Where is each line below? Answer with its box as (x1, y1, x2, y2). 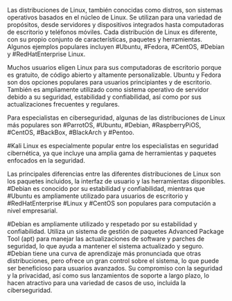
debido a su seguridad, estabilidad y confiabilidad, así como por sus (7, 93, 202, 101)
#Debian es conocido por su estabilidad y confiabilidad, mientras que (7, 185, 206, 192)
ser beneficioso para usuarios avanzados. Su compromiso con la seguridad (7, 264, 223, 272)
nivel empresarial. (7, 207, 58, 215)
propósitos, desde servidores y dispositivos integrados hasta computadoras (7, 21, 224, 28)
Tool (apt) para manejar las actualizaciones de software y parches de (7, 235, 205, 243)
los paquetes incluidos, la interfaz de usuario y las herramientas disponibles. (7, 177, 226, 185)
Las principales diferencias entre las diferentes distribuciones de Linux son (7, 170, 221, 178)
